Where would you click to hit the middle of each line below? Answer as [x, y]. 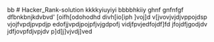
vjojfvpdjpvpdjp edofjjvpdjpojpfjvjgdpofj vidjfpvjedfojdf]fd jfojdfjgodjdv [107, 24]
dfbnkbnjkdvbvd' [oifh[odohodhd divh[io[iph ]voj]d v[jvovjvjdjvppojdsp [107, 17]
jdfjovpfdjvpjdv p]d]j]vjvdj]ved [50, 31]
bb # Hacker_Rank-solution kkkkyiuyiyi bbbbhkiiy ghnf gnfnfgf [95, 10]
